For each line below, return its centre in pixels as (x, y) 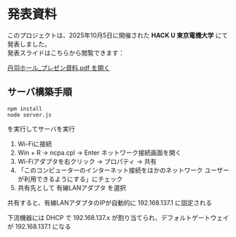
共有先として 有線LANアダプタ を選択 (72, 188)
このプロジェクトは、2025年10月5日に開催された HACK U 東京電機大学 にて (118, 35)
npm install (25, 109)
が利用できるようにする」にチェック (70, 179)
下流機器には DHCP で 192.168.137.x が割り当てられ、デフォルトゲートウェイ (118, 217)
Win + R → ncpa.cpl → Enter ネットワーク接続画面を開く (99, 153)
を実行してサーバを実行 (41, 129)
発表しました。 (29, 44)
